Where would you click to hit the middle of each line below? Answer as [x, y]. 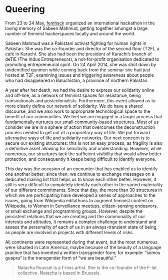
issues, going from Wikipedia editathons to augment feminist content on [79, 200]
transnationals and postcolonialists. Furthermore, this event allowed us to [80, 100]
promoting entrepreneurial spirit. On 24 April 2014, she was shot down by [81, 64]
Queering [25, 9]
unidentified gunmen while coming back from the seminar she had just [78, 70]
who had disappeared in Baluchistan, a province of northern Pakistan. [77, 80]
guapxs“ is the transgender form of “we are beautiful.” [61, 258]
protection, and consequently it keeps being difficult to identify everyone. [81, 159]
